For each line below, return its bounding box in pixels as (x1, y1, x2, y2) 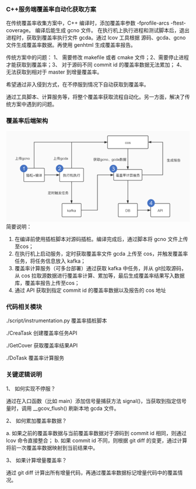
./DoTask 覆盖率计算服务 (6, 354, 65, 361)
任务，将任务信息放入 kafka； (14, 257, 86, 264)
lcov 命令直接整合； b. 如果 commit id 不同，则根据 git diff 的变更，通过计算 (6, 437, 188, 444)
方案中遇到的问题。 (10, 101, 57, 108)
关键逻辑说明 (6, 370, 43, 378)
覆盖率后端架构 (6, 117, 48, 125)
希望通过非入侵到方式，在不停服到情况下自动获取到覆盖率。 (6, 81, 149, 88)
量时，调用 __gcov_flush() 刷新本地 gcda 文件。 (6, 405, 120, 412)
